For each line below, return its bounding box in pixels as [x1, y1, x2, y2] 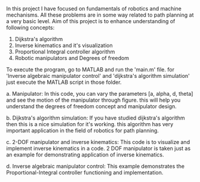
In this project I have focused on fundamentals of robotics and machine [6, 5, 182, 12]
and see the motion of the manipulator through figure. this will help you [6, 96, 181, 103]
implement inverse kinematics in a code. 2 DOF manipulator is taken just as [6, 145, 191, 152]
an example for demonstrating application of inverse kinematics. [6, 151, 164, 158]
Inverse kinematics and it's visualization [14, 42, 113, 49]
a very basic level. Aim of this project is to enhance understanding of [6, 18, 176, 24]
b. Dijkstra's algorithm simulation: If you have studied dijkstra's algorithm [6, 114, 185, 121]
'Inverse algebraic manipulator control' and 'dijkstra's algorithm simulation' [6, 73, 190, 79]
